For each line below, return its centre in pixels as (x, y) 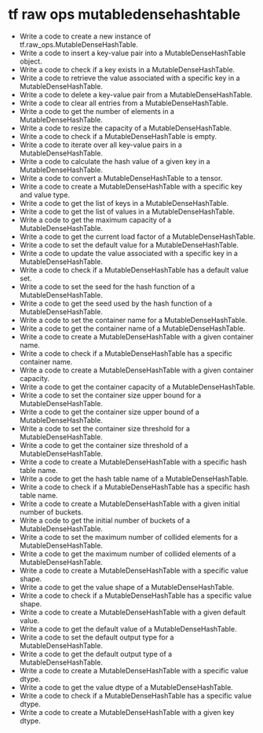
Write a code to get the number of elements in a (97, 111)
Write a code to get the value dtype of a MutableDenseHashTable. (126, 687)
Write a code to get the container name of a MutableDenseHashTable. (132, 328)
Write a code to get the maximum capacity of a (95, 220)
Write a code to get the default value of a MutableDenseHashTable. (128, 629)
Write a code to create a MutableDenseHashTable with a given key (127, 712)
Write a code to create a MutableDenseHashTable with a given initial (130, 504)
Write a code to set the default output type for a (97, 637)
